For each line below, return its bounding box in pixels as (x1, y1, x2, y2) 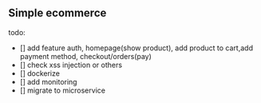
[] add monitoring (19, 77, 77, 86)
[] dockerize (19, 68, 60, 78)
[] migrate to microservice (19, 85, 106, 95)
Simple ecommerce (8, 6, 107, 20)
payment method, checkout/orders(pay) (19, 51, 152, 61)
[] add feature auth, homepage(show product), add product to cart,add (19, 43, 254, 53)
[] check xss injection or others (19, 60, 122, 69)
